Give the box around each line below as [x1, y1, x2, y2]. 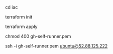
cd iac [5, 4, 18, 10]
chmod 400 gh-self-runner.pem [5, 33, 71, 39]
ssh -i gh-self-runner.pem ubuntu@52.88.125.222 [5, 43, 108, 49]
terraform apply [5, 23, 38, 29]
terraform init [5, 14, 33, 19]
